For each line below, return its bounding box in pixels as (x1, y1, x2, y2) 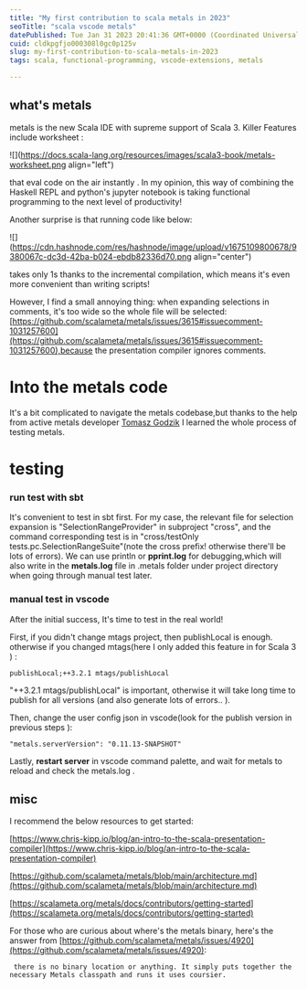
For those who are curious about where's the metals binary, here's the (9, 925, 274, 937)
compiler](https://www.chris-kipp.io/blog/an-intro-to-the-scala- (9, 843, 251, 855)
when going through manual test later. (9, 570, 153, 581)
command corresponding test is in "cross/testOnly (9, 531, 199, 542)
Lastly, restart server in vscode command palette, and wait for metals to (9, 755, 283, 766)
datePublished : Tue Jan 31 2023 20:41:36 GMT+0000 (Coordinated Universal (9, 30, 301, 39)
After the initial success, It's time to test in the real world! (9, 613, 224, 624)
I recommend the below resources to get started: (9, 815, 194, 827)
